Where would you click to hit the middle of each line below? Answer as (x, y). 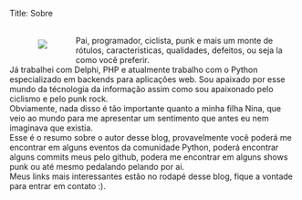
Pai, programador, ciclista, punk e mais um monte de (175, 41)
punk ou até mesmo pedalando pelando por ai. (97, 167)
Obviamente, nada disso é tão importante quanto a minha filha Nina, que (146, 108)
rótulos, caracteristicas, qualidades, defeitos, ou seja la (179, 50)
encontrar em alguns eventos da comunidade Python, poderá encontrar (144, 147)
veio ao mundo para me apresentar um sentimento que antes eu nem (139, 118)
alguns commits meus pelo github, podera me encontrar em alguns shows (149, 157)
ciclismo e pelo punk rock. (59, 99)
